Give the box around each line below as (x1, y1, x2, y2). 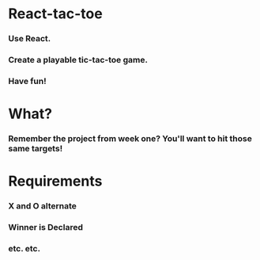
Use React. (8, 33, 51, 44)
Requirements (8, 172, 103, 190)
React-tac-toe (8, 5, 103, 23)
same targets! (8, 143, 63, 155)
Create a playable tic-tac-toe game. (8, 55, 149, 66)
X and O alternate (8, 201, 77, 212)
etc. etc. (8, 243, 41, 254)
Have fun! (8, 75, 47, 86)
